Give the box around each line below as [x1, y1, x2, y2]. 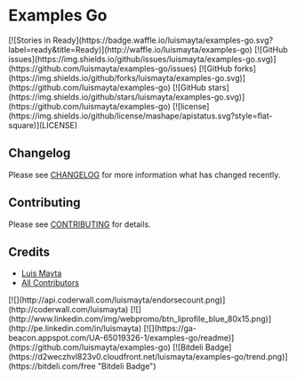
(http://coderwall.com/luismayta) [8, 304, 129, 315]
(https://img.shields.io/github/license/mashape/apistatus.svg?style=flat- [8, 110, 273, 121]
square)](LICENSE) [8, 119, 77, 130]
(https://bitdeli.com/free [8, 361, 96, 372]
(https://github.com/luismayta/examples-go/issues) [8, 63, 197, 74]
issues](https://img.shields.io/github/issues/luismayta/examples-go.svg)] [8, 53, 277, 64]
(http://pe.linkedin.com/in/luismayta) [8, 323, 142, 334]
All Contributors [20, 278, 79, 288]
